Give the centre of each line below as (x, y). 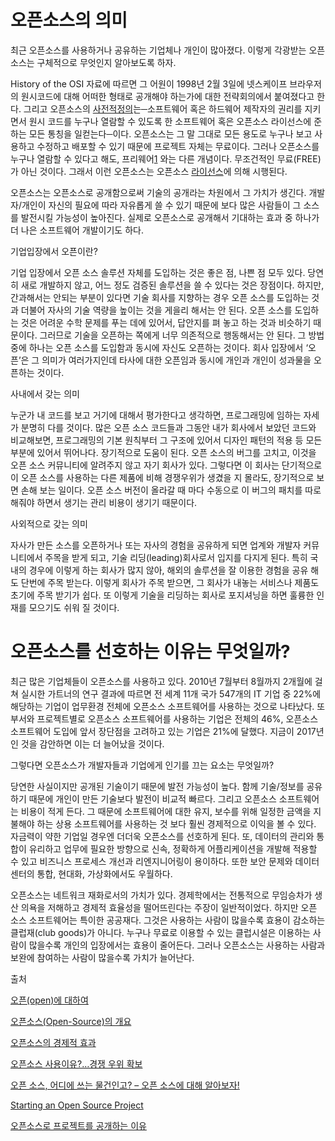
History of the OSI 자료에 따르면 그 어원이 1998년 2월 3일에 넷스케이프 (149, 83)
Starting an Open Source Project (77, 1105)
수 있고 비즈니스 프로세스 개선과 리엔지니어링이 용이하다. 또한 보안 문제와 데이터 (165, 861)
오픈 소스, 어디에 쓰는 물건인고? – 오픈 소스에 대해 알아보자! (125, 1085)
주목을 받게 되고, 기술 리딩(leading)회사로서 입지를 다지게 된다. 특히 (176, 557)
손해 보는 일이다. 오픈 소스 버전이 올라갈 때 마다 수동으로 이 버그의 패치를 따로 (171, 490)
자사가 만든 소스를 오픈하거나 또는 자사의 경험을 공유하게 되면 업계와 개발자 (156, 545)
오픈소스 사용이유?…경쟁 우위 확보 (76, 1063)
